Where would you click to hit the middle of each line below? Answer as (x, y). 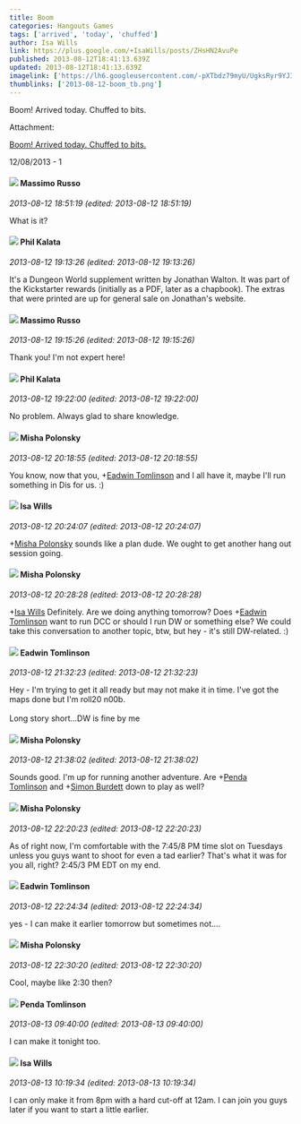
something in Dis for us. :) (57, 485)
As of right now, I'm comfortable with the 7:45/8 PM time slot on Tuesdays (146, 845)
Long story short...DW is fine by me (75, 718)
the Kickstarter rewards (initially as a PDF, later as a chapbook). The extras (147, 289)
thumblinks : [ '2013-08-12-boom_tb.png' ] (86, 84)
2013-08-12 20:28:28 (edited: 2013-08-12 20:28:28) (106, 595)
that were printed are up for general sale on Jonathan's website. (128, 299)
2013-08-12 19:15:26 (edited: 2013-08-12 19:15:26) (102, 340)
